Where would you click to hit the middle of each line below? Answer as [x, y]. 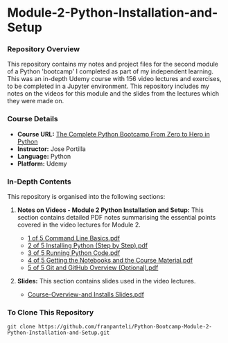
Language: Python [44, 156]
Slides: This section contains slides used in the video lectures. [106, 281]
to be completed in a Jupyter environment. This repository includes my [108, 86]
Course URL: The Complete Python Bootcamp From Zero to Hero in [113, 134]
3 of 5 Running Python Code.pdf [74, 253]
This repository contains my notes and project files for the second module [113, 64]
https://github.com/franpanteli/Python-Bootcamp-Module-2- [125, 327]
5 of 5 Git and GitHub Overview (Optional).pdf [93, 267]
